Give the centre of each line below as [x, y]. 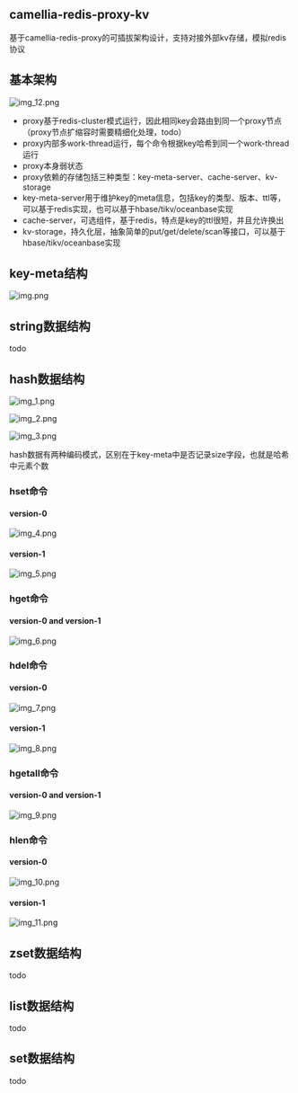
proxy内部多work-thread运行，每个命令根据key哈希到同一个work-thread [156, 143]
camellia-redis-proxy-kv [79, 15]
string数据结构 [50, 326]
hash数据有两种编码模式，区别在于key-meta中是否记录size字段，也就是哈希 [149, 455]
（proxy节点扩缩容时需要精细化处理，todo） [104, 132]
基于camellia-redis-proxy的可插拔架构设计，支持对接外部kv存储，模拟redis [148, 37]
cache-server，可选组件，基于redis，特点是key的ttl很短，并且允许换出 [153, 220]
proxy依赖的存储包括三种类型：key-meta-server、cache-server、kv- [150, 177]
